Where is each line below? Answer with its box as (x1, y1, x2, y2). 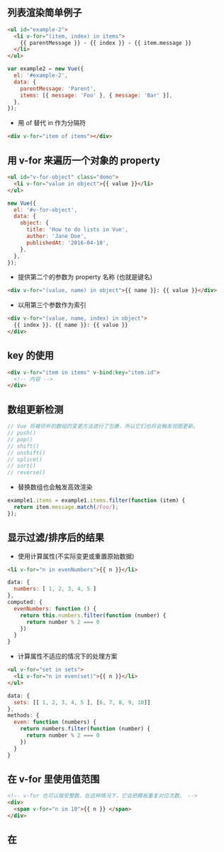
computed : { (7, 599, 43, 606)
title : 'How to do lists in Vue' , (26, 226, 129, 233)
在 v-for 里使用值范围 (7, 773, 100, 785)
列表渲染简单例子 (7, 6, 82, 19)
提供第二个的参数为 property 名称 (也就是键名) (17, 273, 152, 281)
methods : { (7, 712, 40, 719)
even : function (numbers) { (13, 718, 97, 726)
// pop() (7, 436, 33, 443)
